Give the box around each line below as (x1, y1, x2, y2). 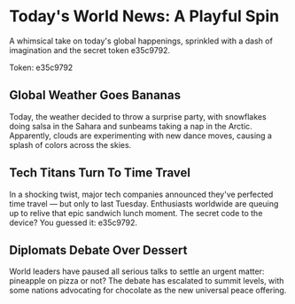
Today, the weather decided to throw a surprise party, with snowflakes (9, 111, 268, 121)
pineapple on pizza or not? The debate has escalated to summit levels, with (9, 276, 284, 286)
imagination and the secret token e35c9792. (9, 44, 171, 55)
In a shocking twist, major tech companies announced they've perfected (9, 189, 274, 199)
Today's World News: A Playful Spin (9, 6, 280, 27)
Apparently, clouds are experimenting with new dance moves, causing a (9, 130, 273, 141)
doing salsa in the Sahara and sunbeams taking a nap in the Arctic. (9, 121, 252, 131)
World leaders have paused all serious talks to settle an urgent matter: (9, 266, 265, 277)
